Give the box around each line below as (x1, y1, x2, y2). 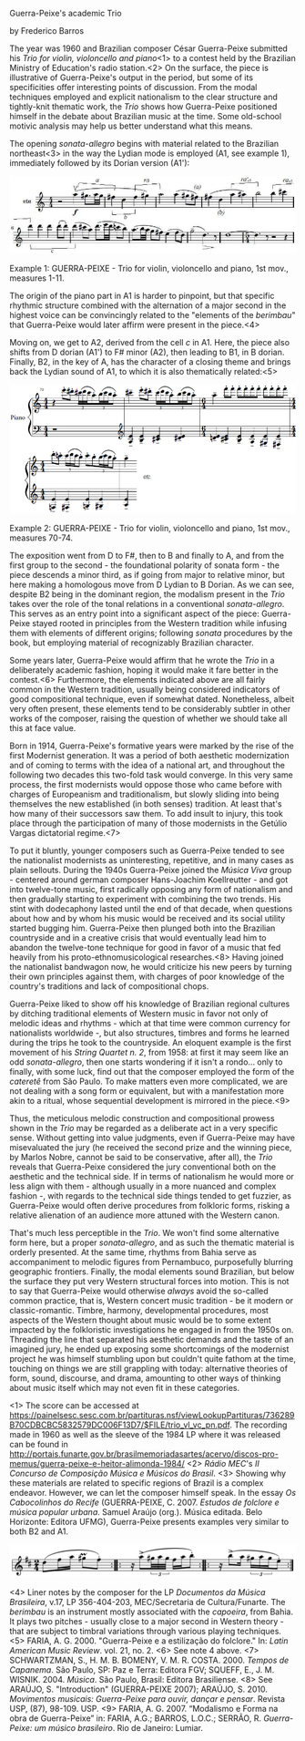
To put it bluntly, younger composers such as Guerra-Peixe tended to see (9, 845, 285, 856)
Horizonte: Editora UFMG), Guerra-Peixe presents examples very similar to (9, 1516, 290, 1527)
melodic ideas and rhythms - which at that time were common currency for (9, 1017, 291, 1028)
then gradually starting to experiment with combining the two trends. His (9, 893, 281, 904)
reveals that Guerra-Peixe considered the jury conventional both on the (9, 1161, 276, 1172)
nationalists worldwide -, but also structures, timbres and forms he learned (9, 1027, 290, 1038)
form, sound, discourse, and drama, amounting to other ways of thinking (9, 1372, 281, 1384)
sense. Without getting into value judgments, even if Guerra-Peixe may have (9, 1132, 296, 1143)
